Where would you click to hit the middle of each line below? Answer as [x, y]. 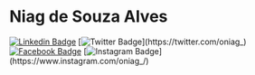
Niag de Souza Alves [89, 17]
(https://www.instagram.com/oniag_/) [79, 61]
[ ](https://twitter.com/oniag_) [162, 42]
